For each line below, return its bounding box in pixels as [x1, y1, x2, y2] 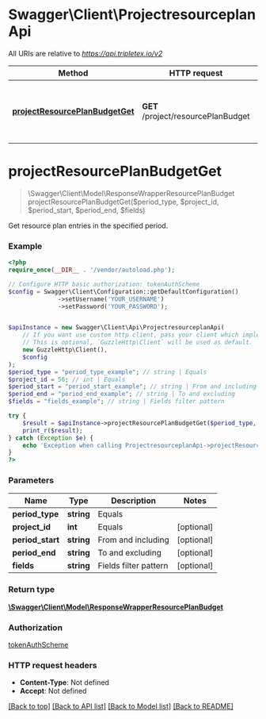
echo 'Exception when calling [22, 441, 123, 449]
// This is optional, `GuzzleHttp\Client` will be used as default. [22, 339, 253, 347]
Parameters [8, 475, 54, 486]
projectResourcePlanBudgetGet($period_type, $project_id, [27, 197, 219, 206]
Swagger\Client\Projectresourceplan [8, 6, 256, 24]
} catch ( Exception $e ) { [8, 434, 93, 442]
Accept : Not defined [19, 686, 87, 696]
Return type [8, 584, 55, 595]
